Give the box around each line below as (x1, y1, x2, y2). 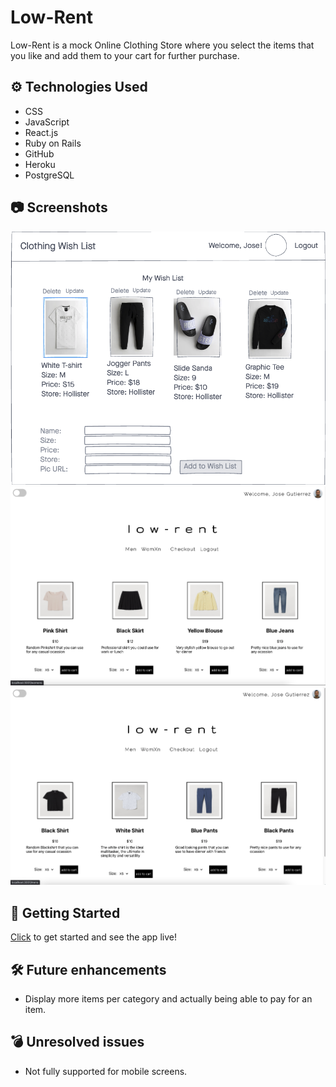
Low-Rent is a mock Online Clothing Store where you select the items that (10, 39, 315, 51)
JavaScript (24, 116, 70, 128)
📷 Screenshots (10, 199, 108, 216)
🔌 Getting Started (10, 904, 121, 921)
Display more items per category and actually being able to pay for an (24, 993, 313, 1005)
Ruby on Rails (24, 137, 82, 149)
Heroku (24, 158, 56, 170)
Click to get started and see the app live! (10, 931, 177, 943)
